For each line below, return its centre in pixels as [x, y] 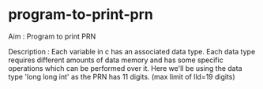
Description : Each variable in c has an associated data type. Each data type [132, 51]
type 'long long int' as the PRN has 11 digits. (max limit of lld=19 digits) [122, 76]
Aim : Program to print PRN [52, 36]
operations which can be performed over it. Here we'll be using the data [125, 68]
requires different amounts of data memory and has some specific [116, 60]
